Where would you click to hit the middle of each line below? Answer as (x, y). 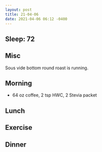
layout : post (19, 10)
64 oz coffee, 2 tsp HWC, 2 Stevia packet (55, 95)
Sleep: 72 (20, 39)
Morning (19, 83)
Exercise (19, 127)
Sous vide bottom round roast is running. (47, 68)
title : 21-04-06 (22, 14)
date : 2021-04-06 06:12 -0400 (36, 19)
